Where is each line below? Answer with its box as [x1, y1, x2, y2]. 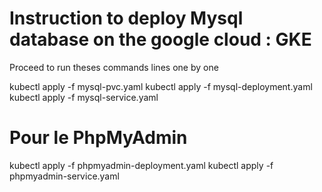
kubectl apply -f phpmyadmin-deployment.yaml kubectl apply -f [9, 159, 274, 171]
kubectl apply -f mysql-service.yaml [9, 91, 159, 103]
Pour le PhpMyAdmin [9, 127, 188, 149]
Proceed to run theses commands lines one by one [9, 61, 219, 73]
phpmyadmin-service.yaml [9, 170, 120, 182]
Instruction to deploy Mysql [9, 7, 244, 30]
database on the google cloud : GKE [9, 28, 312, 51]
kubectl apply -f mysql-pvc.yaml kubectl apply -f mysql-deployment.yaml [9, 80, 313, 92]
